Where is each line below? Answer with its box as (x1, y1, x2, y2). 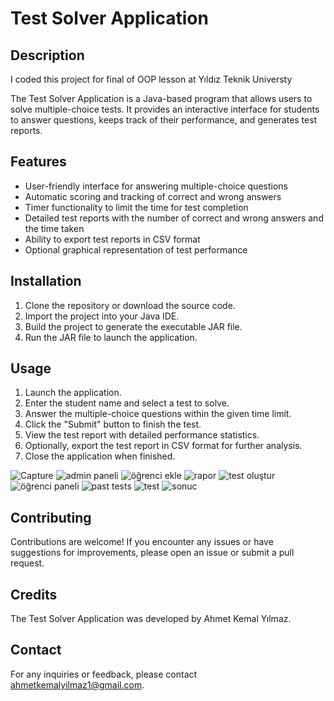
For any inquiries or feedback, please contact (10, 668, 198, 680)
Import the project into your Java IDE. (24, 310, 180, 322)
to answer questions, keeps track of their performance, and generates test (10, 114, 318, 126)
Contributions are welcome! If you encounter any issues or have (10, 536, 274, 548)
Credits (10, 586, 58, 603)
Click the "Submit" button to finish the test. (24, 418, 202, 431)
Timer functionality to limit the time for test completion (24, 201, 249, 213)
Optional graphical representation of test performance (24, 243, 248, 256)
